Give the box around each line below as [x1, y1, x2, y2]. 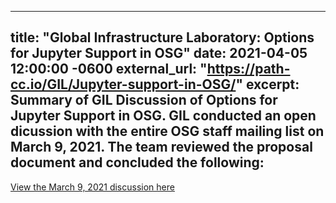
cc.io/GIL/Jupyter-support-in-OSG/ [10, 76, 237, 93]
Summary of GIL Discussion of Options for [10, 92, 278, 109]
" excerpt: [235, 76, 300, 93]
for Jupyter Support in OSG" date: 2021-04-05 [10, 45, 308, 62]
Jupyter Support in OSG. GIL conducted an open [10, 107, 317, 125]
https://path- [206, 61, 291, 78]
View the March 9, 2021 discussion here [10, 181, 175, 193]
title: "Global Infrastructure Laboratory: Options [10, 29, 315, 46]
